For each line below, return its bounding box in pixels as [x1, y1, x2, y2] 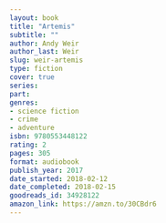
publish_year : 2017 [9, 166, 84, 175]
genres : [9, 97, 39, 107]
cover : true [9, 73, 55, 82]
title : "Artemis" [9, 22, 76, 31]
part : [9, 89, 30, 98]
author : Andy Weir [9, 38, 79, 48]
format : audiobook [9, 157, 79, 167]
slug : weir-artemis [9, 56, 84, 65]
